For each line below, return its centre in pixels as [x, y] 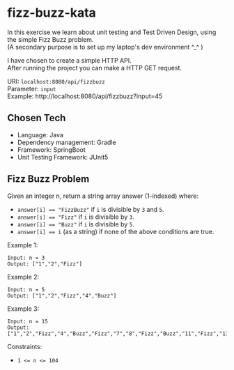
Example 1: [23, 245]
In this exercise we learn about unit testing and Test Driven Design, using [112, 32]
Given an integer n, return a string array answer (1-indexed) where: [103, 196]
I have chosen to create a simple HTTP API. [69, 60]
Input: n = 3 [26, 258]
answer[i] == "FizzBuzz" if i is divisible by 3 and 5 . [91, 209]
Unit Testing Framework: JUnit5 [63, 157]
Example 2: [23, 277]
